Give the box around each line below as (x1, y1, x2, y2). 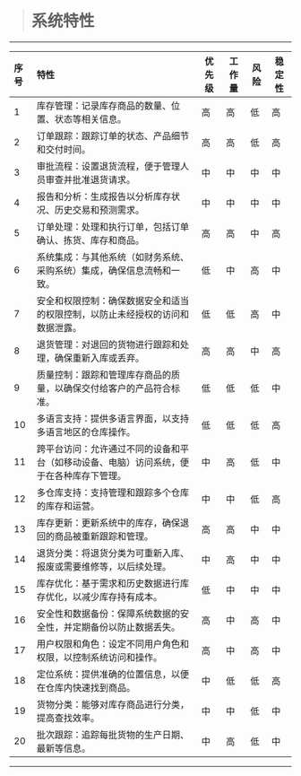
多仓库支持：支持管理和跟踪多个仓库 (36, 486, 190, 499)
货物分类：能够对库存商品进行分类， (36, 698, 190, 711)
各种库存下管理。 (54, 469, 127, 482)
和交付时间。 (36, 143, 91, 155)
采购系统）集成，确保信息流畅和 (36, 264, 172, 276)
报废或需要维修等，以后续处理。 (36, 560, 172, 572)
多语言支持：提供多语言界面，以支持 (36, 412, 190, 424)
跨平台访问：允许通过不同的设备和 (36, 442, 181, 455)
